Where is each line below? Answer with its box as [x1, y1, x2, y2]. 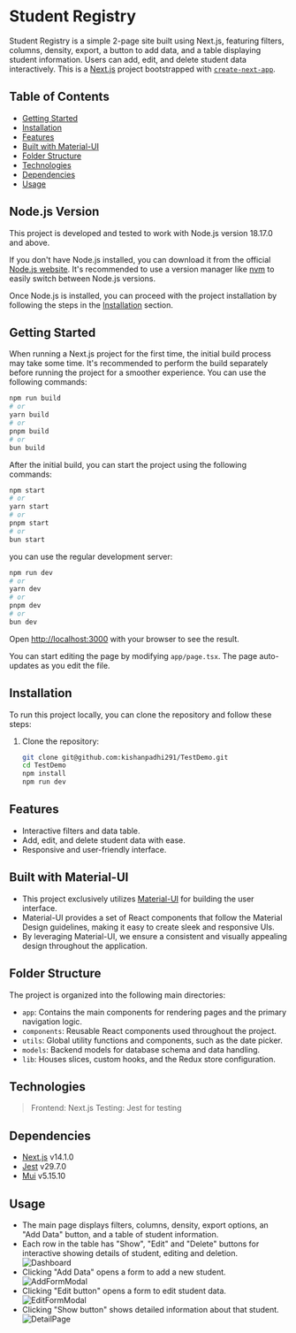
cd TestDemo [21, 761, 66, 770]
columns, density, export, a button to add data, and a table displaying [9, 44, 262, 55]
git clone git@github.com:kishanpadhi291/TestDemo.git [21, 753, 229, 762]
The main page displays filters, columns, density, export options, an [21, 1219, 269, 1230]
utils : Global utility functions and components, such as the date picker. [21, 1035, 283, 1046]
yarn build [9, 410, 49, 419]
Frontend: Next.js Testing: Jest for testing [30, 1103, 182, 1114]
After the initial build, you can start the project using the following [9, 459, 247, 470]
